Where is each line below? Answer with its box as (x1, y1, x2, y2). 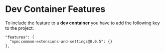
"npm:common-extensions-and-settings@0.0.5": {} (9, 39, 113, 44)
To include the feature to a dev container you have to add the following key (5, 20, 161, 26)
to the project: (5, 25, 34, 31)
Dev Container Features (5, 3, 106, 15)
